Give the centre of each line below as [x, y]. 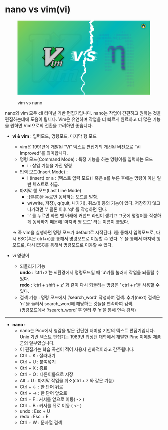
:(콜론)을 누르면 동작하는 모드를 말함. [63, 197]
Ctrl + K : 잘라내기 [38, 356]
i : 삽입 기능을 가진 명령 [50, 166]
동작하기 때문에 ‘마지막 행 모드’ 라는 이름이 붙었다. [81, 222]
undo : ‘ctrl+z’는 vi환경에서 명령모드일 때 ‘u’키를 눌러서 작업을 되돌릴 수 [90, 273]
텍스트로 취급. [46, 184]
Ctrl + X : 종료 [34, 368]
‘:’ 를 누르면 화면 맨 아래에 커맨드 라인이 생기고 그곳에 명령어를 [88, 216]
